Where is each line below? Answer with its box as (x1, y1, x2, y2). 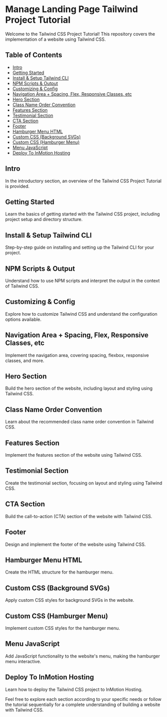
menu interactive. (5, 658, 42, 664)
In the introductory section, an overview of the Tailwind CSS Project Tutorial (5, 178, 162, 184)
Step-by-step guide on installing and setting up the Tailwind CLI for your (5, 244, 154, 250)
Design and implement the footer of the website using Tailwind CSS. (5, 541, 146, 547)
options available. (5, 316, 42, 322)
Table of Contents (5, 51, 63, 59)
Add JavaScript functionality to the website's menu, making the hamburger (5, 653, 160, 659)
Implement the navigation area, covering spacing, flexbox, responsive (5, 352, 149, 358)
